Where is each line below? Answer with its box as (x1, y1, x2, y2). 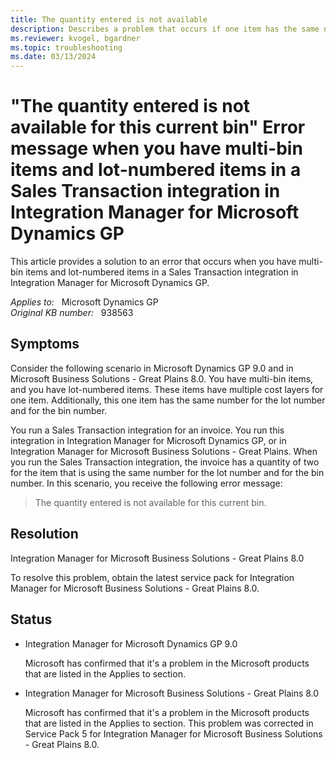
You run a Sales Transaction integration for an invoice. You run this (10, 424, 285, 436)
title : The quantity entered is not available (10, 14, 208, 25)
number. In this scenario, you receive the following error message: (10, 477, 283, 489)
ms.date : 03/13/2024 (10, 52, 97, 62)
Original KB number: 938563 (10, 307, 134, 319)
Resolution (10, 526, 79, 543)
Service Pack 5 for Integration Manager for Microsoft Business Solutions (24, 727, 323, 740)
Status (10, 611, 53, 628)
